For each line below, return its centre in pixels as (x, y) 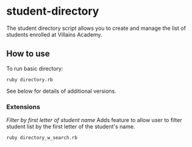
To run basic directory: (35, 68)
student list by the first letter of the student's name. (71, 127)
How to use (28, 54)
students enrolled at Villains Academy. (54, 34)
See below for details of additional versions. (62, 91)
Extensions (23, 107)
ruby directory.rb (30, 80)
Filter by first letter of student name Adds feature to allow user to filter (94, 120)
